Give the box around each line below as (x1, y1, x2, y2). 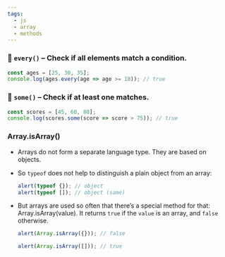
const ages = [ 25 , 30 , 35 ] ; (7, 69, 90, 76)
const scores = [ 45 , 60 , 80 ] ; (7, 108, 97, 115)
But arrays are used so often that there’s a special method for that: (17, 201, 210, 210)
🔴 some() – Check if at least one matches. (7, 92, 150, 102)
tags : (7, 10, 23, 18)
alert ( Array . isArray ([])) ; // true (17, 243, 123, 250)
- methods (13, 30, 42, 37)
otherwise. (17, 216, 49, 225)
